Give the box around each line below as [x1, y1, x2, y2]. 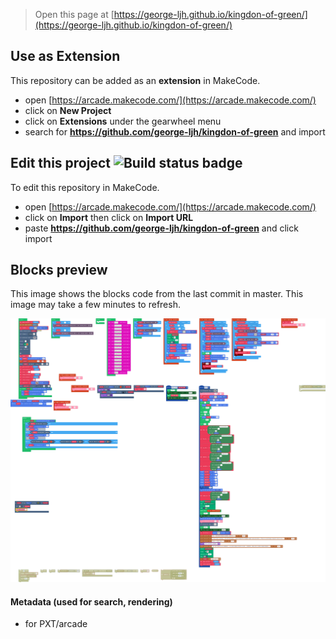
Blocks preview [10, 262, 108, 279]
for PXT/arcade [24, 618, 88, 630]
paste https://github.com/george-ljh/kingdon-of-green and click [24, 222, 299, 234]
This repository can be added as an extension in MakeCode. [10, 74, 261, 86]
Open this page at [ [34, 9, 115, 20]
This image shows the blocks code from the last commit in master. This [10, 288, 304, 300]
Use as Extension [10, 48, 121, 65]
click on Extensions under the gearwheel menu [24, 115, 222, 127]
